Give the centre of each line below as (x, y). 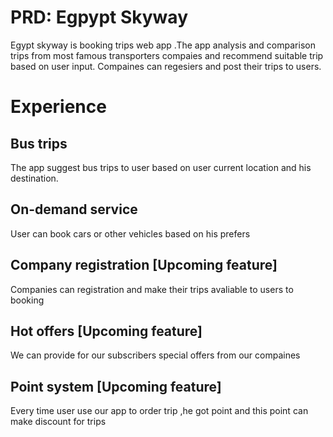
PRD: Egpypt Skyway (99, 17)
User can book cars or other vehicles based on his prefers (130, 233)
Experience (58, 107)
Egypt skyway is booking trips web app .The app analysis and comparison (163, 45)
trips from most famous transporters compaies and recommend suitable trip (167, 55)
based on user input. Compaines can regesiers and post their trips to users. (166, 66)
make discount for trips (58, 422)
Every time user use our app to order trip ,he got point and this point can (159, 411)
